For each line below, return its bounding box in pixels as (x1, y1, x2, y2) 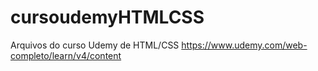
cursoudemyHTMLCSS (10, 6, 205, 29)
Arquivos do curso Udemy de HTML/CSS (10, 39, 180, 51)
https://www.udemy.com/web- (181, 39, 308, 51)
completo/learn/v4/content (10, 49, 122, 61)
